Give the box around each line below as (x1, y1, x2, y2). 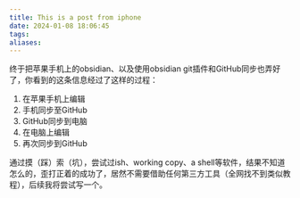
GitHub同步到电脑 (21, 116, 87, 127)
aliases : (9, 37, 42, 47)
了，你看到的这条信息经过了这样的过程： (9, 75, 158, 86)
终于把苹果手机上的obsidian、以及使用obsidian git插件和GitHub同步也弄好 (9, 63, 281, 74)
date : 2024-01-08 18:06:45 (9, 21, 110, 30)
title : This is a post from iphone (9, 12, 142, 22)
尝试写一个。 (59, 179, 107, 190)
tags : (9, 29, 29, 38)
